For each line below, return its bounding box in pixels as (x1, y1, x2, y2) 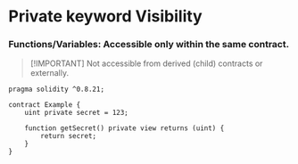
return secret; (40, 132, 97, 141)
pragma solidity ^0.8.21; (8, 85, 104, 94)
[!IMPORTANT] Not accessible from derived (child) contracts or (29, 58, 263, 69)
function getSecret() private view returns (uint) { (24, 124, 225, 133)
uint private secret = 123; (24, 109, 128, 118)
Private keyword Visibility (8, 6, 203, 27)
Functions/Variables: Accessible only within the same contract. (8, 38, 290, 51)
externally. (29, 68, 69, 78)
